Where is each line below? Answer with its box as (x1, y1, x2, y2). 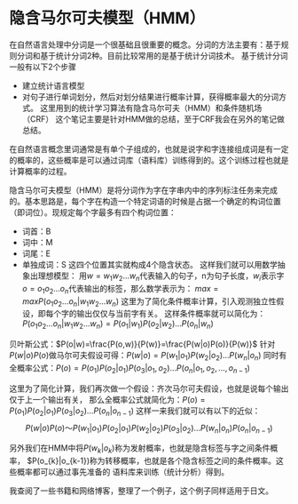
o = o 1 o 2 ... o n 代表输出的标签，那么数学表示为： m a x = (21, 283, 219, 296)
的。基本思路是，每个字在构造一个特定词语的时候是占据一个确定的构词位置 (9, 196, 281, 206)
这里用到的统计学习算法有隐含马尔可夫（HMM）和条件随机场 (39, 102, 263, 113)
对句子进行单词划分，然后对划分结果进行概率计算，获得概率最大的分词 (21, 91, 279, 102)
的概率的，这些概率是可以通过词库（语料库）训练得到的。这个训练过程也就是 (9, 155, 289, 165)
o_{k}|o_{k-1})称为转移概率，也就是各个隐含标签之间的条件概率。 (39, 455, 277, 467)
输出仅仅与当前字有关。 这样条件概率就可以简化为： (76, 308, 266, 319)
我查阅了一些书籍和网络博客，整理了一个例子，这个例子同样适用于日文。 (9, 485, 273, 496)
